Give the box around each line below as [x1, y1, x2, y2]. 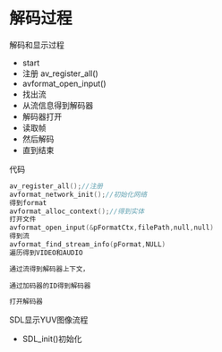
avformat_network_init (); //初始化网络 [9, 190, 148, 199]
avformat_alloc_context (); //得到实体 [9, 207, 145, 216]
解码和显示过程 [9, 39, 64, 50]
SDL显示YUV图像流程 [9, 314, 89, 325]
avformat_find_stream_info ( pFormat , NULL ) [9, 240, 166, 249]
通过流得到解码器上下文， [9, 264, 90, 273]
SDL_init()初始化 [21, 333, 82, 345]
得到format [9, 198, 47, 207]
